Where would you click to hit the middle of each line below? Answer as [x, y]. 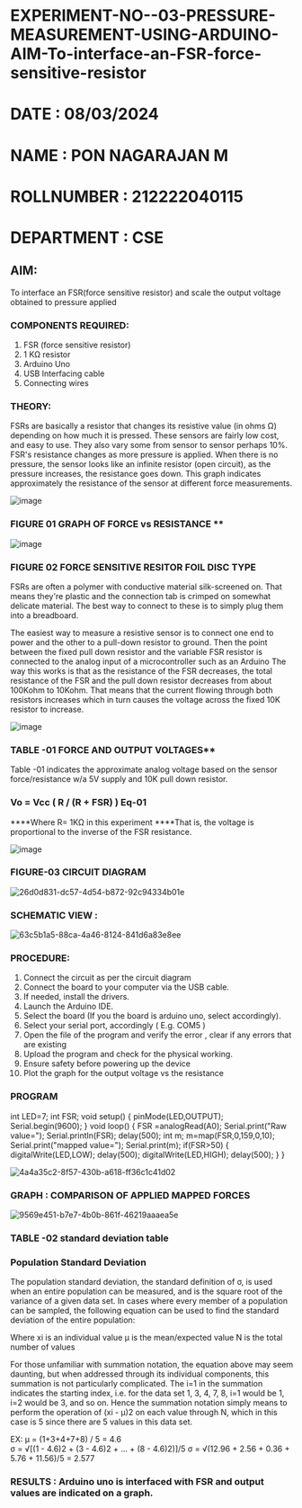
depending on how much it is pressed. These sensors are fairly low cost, [145, 435]
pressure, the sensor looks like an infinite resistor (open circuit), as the [141, 464]
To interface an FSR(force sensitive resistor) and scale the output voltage [146, 292]
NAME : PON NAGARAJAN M [119, 155]
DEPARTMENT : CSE [87, 237]
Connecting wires [56, 383]
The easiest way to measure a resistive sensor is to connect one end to [142, 633]
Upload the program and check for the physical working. [128, 1055]
